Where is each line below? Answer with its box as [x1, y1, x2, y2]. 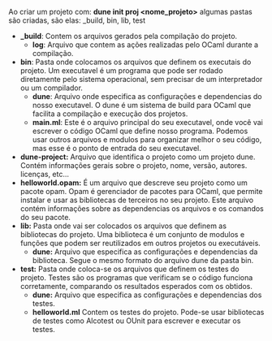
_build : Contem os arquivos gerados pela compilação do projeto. [19, 32, 238, 41]
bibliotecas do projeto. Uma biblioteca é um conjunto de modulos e [19, 230, 245, 239]
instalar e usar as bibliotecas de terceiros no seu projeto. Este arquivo [19, 195, 254, 205]
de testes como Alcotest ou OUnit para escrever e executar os [32, 316, 241, 326]
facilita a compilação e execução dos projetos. [32, 109, 188, 119]
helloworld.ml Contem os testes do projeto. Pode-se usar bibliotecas [32, 308, 265, 317]
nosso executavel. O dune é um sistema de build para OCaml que [32, 101, 252, 110]
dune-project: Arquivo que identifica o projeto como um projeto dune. [19, 152, 256, 162]
